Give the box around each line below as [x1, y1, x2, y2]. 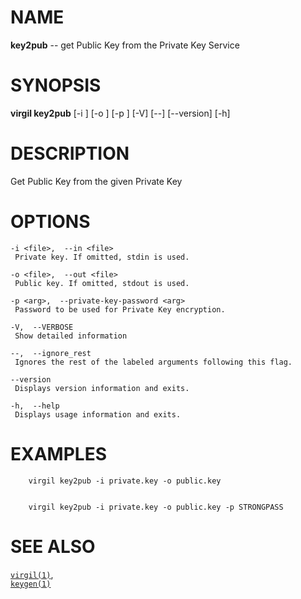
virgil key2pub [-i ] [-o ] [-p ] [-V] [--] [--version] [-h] [10, 107, 231, 119]
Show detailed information [14, 331, 128, 341]
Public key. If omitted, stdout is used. [14, 278, 190, 288]
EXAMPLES [10, 442, 107, 465]
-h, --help [10, 401, 60, 411]
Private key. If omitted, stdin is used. [14, 252, 190, 262]
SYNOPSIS [10, 74, 102, 97]
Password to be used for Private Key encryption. [14, 304, 226, 315]
